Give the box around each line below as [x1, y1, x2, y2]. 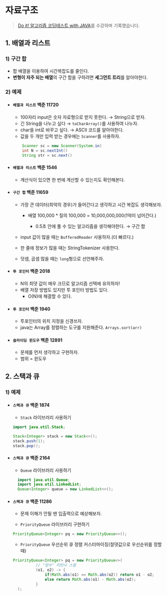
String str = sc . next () [22, 153, 72, 158]
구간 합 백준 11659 [12, 189, 49, 195]
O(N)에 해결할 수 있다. [27, 293, 72, 299]
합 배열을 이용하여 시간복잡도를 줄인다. [12, 68, 89, 74]
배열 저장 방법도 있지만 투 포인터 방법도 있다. [20, 287, 108, 293]
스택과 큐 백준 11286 [12, 498, 52, 504]
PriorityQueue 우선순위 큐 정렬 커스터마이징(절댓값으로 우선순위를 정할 [20, 542, 162, 548]
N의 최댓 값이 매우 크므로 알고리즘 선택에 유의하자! [20, 280, 121, 287]
